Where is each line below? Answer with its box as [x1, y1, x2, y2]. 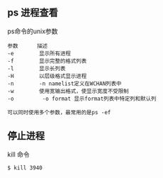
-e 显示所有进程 [7, 50, 71, 57]
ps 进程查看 [7, 6, 58, 19]
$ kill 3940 [7, 164, 43, 172]
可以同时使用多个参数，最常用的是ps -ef [7, 109, 111, 116]
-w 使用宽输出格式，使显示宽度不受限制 [7, 87, 129, 94]
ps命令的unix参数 [7, 27, 58, 35]
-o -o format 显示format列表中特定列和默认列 [7, 95, 157, 102]
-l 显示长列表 [7, 65, 66, 72]
